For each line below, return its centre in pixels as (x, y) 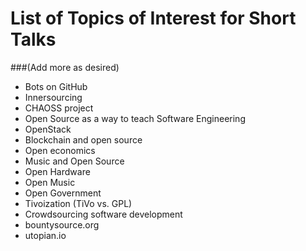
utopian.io (45, 235)
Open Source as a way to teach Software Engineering (135, 118)
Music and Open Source (74, 161)
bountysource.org (62, 224)
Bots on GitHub (56, 86)
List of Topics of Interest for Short (153, 18)
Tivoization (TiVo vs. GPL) (78, 203)
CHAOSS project (59, 108)
